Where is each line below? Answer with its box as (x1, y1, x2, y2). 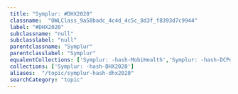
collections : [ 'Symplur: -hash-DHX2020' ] (9, 63, 134, 70)
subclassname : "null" (9, 30, 74, 37)
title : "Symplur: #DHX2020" (9, 10, 93, 18)
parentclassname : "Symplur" (9, 43, 93, 50)
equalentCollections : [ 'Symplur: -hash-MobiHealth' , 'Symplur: (9, 57, 198, 64)
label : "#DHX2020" (9, 23, 65, 30)
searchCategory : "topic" (9, 76, 83, 83)
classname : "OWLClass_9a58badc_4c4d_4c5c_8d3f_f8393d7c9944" (9, 17, 198, 24)
